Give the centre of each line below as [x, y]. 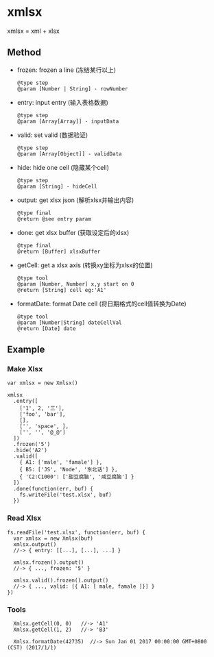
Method [24, 52]
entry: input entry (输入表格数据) [62, 102]
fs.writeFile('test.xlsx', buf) [66, 495]
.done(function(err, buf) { [53, 489]
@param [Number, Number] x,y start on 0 [75, 284]
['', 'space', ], [44, 426]
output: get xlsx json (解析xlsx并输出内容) [75, 200]
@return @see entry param [54, 219]
